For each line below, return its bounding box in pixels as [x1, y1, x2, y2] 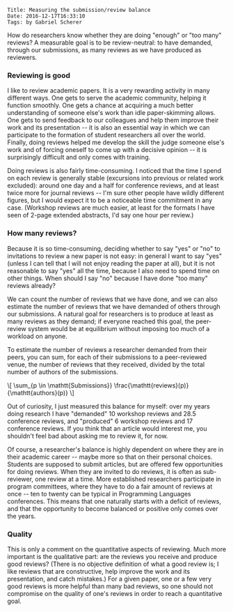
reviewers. [7, 53, 38, 61]
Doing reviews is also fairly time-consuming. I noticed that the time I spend [7, 167, 222, 175]
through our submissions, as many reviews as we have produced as [7, 46, 202, 54]
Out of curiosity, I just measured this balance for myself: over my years [7, 401, 210, 411]
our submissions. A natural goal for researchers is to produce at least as [7, 309, 214, 318]
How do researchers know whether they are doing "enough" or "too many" [7, 31, 222, 39]
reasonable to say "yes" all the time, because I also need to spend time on [7, 266, 220, 275]
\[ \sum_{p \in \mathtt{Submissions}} [7, 381, 113, 390]
